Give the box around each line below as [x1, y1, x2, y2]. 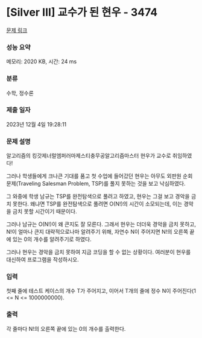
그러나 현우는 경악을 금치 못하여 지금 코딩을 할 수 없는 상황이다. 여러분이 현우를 [6, 248, 191, 256]
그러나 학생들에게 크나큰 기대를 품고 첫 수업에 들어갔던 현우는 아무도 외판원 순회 [6, 172, 193, 180]
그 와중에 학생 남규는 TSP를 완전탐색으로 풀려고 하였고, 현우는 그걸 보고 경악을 [6, 193, 190, 200]
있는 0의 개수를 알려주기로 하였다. [12, 236, 92, 243]
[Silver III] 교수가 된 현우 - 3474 [6, 5, 158, 19]
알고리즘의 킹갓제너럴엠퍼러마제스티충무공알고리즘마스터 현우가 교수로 [6, 152, 171, 160]
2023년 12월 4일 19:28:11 [6, 120, 67, 128]
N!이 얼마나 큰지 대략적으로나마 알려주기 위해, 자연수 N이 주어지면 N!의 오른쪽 [6, 228, 189, 236]
